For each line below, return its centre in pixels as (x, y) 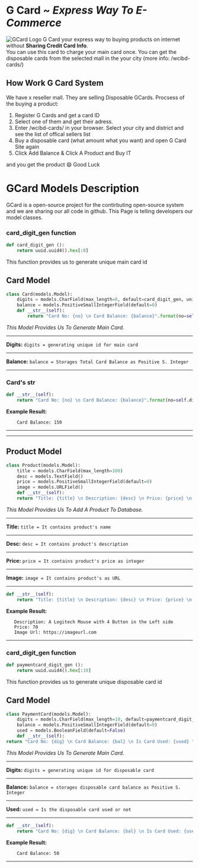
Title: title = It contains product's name (59, 526)
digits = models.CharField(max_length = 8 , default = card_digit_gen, (100, 300)
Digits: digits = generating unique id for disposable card (80, 770)
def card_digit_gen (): (36, 245)
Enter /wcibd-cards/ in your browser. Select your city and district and (99, 127)
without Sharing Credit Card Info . (47, 46)
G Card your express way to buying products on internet (112, 39)
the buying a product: (33, 104)
